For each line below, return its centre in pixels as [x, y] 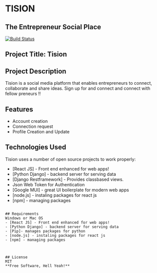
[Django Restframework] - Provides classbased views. [68, 179]
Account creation [30, 121]
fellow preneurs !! [23, 94]
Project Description [36, 71]
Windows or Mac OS [24, 218]
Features [19, 109]
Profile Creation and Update [41, 132]
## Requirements [22, 214]
